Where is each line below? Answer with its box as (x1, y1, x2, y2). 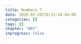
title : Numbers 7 (5, 7, 42, 13)
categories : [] (5, 17, 38, 22)
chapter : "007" (5, 26, 38, 31)
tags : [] (5, 21, 24, 27)
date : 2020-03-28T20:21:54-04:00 (5, 12, 76, 17)
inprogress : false (5, 31, 44, 36)
